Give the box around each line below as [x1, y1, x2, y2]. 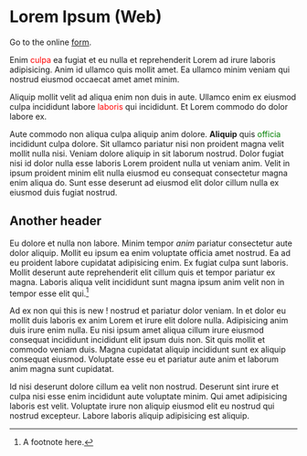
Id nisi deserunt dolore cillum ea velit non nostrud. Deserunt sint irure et [9, 381, 280, 392]
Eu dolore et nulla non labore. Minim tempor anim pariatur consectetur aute [9, 238, 292, 249]
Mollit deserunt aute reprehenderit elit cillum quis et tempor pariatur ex [9, 267, 276, 278]
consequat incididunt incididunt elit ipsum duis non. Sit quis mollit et [9, 334, 266, 345]
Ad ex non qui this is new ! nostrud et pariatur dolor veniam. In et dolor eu [9, 305, 286, 316]
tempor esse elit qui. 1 [9, 286, 90, 299]
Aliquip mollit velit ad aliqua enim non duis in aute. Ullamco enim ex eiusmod [9, 91, 297, 102]
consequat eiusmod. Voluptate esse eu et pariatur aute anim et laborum [9, 354, 280, 365]
